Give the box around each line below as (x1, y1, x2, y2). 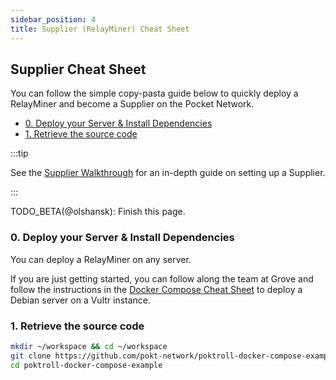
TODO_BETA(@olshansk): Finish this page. (10, 206, 186, 218)
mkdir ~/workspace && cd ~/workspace (10, 341, 168, 351)
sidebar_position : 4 (10, 14, 97, 25)
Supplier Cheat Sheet (10, 61, 147, 78)
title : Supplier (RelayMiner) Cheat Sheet (10, 24, 190, 34)
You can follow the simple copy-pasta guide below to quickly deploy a (10, 87, 299, 100)
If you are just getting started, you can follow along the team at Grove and (10, 272, 314, 285)
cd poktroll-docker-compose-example (10, 360, 163, 370)
